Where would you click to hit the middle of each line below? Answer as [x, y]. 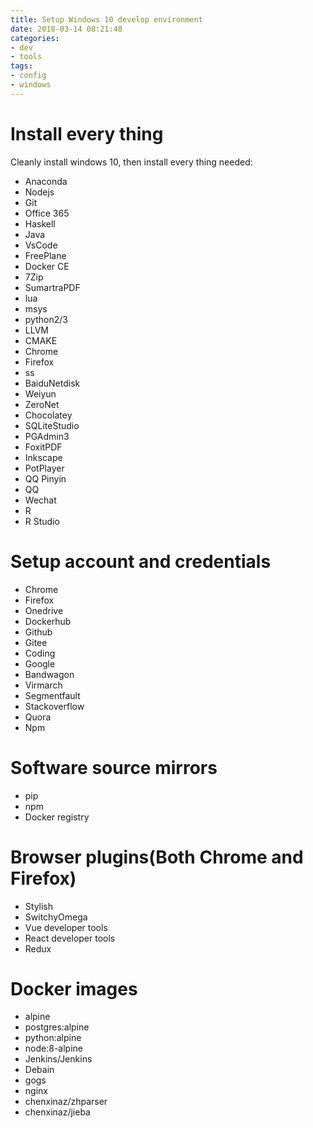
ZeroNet [42, 404]
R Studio [42, 521]
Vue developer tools [66, 927]
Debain [39, 1070]
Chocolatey [48, 415]
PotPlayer [44, 468]
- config [28, 76]
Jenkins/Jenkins [58, 1059]
